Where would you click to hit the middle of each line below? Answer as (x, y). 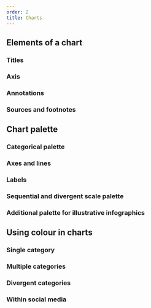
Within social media (37, 299)
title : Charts (25, 18)
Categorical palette (36, 147)
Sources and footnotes (41, 109)
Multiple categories (36, 266)
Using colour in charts (50, 232)
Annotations (25, 93)
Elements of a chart (45, 43)
